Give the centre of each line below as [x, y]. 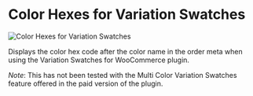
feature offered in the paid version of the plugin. [86, 83]
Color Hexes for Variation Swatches [127, 15]
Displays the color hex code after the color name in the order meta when [126, 51]
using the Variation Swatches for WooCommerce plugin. [99, 60]
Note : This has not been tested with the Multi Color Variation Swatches [123, 75]
